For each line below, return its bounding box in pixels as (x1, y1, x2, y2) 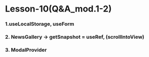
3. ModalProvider (5, 46, 47, 53)
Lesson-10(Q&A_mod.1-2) (5, 3, 112, 14)
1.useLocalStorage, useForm (5, 21, 75, 28)
